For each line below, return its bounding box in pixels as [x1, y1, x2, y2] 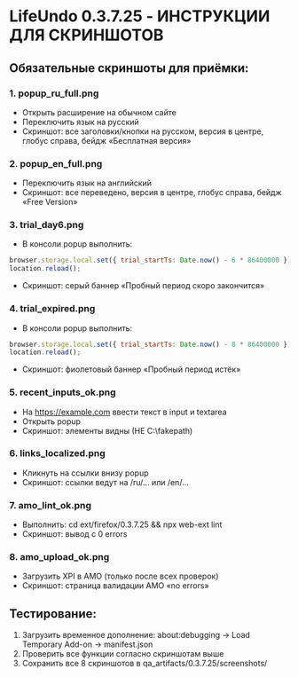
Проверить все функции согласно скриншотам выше [21, 649, 224, 659]
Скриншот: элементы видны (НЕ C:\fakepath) [21, 425, 193, 436]
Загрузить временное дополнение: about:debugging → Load [21, 630, 251, 641]
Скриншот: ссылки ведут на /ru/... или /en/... [21, 476, 189, 487]
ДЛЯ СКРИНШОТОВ [9, 25, 164, 45]
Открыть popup [21, 415, 82, 427]
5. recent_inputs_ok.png [9, 386, 116, 398]
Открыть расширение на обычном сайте [21, 106, 177, 117]
